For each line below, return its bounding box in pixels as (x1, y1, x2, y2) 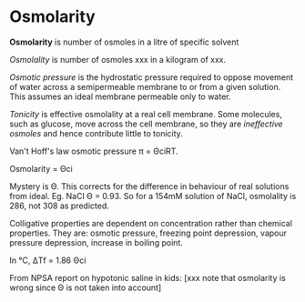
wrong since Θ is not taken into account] (9, 282, 162, 293)
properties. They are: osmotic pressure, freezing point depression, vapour (9, 227, 288, 238)
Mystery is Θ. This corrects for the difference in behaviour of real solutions (9, 180, 290, 192)
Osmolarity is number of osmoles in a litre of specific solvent (9, 36, 239, 47)
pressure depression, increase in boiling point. (9, 237, 184, 247)
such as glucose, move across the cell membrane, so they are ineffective (9, 118, 284, 129)
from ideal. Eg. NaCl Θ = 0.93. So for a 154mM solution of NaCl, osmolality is (9, 190, 297, 201)
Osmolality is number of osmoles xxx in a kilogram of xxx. (9, 54, 227, 65)
